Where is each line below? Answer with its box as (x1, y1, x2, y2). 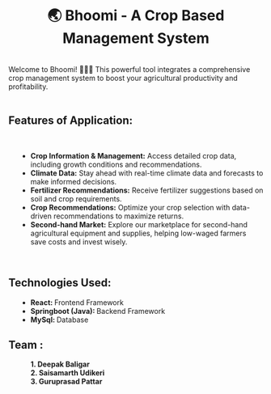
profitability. (8, 82, 49, 91)
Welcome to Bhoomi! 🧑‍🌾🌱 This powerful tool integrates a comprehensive (8, 64, 251, 74)
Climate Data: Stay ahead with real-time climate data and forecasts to (30, 167, 264, 178)
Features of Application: (8, 114, 133, 128)
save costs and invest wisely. (30, 236, 128, 247)
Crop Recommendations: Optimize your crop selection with (30, 202, 231, 212)
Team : (8, 337, 44, 352)
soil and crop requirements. (30, 193, 123, 203)
